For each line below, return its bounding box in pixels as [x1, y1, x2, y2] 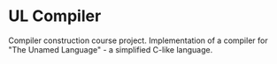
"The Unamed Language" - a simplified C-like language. [8, 44, 213, 54]
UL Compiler [8, 6, 102, 26]
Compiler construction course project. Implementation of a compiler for [8, 35, 268, 46]
